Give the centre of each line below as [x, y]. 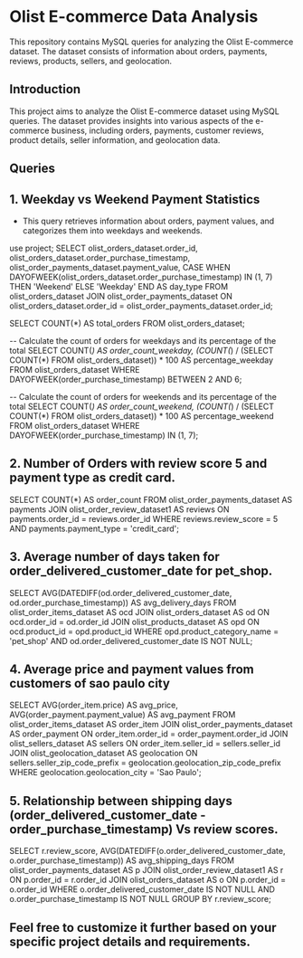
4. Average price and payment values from [132, 669]
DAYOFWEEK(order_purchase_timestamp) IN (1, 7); [104, 435]
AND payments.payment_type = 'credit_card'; [94, 528]
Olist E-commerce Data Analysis [134, 17]
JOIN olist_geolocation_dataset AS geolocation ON [104, 754]
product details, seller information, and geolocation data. [115, 140]
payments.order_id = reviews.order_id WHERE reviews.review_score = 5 [144, 518]
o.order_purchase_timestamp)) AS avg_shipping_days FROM [122, 860]
